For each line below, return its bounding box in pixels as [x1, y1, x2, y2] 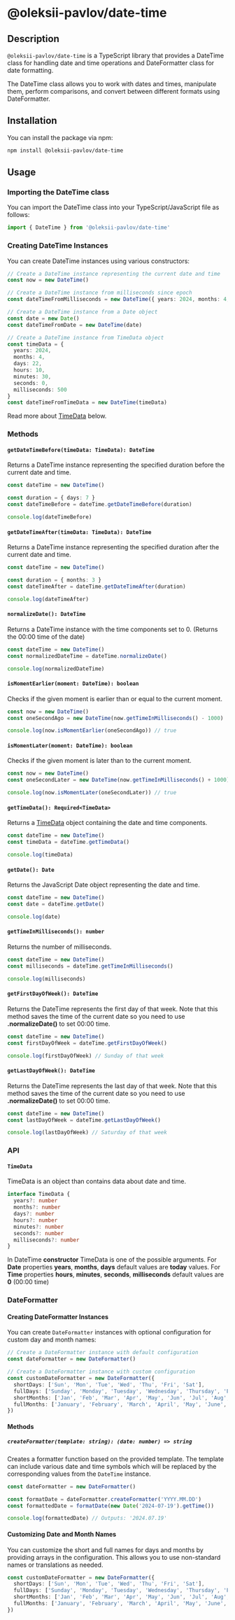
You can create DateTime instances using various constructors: [7, 257, 190, 265]
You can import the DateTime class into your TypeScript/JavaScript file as [7, 203, 220, 211]
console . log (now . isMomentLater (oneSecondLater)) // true [7, 789, 177, 796]
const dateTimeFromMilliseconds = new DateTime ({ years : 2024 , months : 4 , [7, 296, 230, 303]
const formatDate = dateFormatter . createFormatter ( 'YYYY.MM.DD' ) [7, 1495, 201, 1502]
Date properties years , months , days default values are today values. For [7, 1263, 220, 1272]
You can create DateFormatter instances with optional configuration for [7, 1328, 211, 1337]
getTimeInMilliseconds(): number [7, 929, 105, 936]
